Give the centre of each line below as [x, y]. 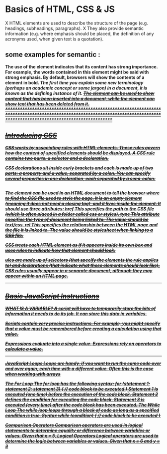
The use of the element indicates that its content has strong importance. [82, 66]
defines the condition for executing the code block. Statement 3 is [75, 399]
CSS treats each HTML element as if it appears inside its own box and [79, 245]
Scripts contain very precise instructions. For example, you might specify [83, 323]
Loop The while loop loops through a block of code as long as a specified [82, 410]
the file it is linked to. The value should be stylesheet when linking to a [79, 230]
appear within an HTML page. [37, 276]
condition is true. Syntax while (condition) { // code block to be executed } [83, 415]
